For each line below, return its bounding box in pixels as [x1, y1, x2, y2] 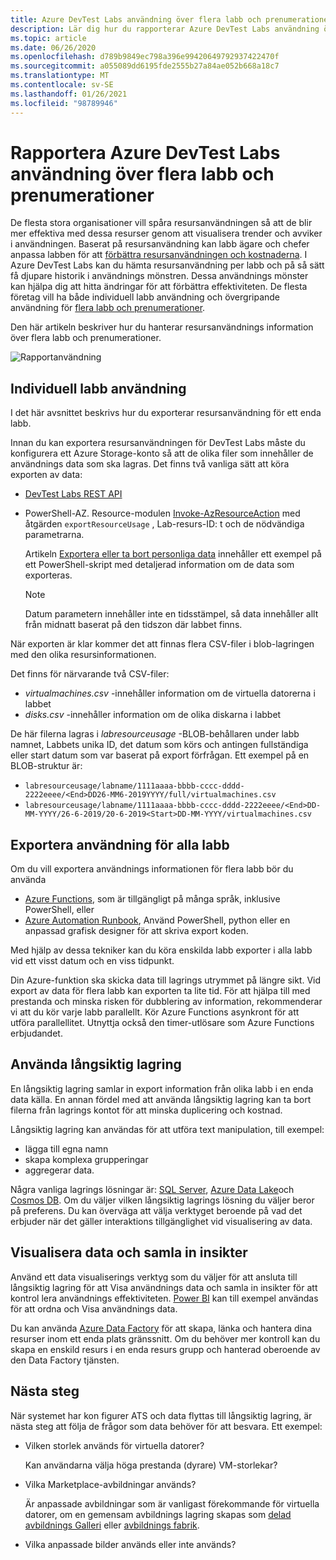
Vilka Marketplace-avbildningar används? [24, 1478, 197, 1490]
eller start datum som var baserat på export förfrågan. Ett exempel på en [10, 749, 310, 761]
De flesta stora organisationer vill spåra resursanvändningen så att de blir [10, 217, 313, 229]
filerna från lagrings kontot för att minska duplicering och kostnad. [10, 1104, 283, 1116]
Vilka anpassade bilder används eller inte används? [24, 1538, 237, 1550]
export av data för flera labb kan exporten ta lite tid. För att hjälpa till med [10, 985, 311, 997]
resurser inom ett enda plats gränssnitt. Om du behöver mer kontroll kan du [10, 1332, 321, 1345]
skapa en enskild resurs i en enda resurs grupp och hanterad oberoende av [10, 1343, 321, 1355]
